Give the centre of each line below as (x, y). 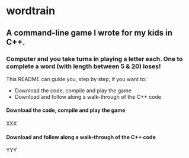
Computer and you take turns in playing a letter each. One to (94, 59)
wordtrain (31, 11)
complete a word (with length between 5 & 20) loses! (84, 66)
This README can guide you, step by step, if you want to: (76, 79)
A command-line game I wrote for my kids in (89, 33)
